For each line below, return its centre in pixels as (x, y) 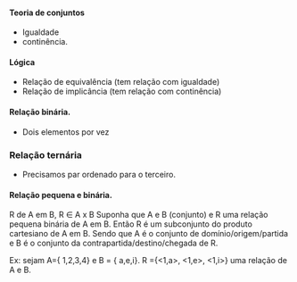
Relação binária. (40, 112)
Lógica (22, 62)
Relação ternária (46, 154)
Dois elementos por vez (66, 132)
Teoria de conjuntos (47, 12)
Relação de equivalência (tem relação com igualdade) (121, 82)
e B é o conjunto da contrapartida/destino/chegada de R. (114, 243)
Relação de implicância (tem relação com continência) (122, 91)
